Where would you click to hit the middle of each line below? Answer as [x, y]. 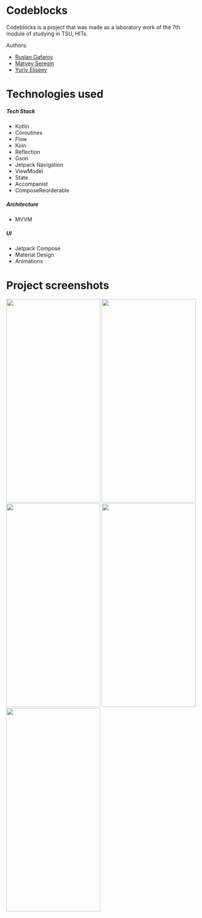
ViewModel [29, 171]
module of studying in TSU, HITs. [47, 33]
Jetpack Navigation [39, 165]
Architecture [23, 204]
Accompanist [31, 184]
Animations [29, 261]
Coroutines [29, 133]
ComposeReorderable [42, 190]
